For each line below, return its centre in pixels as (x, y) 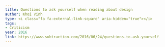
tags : (11, 23)
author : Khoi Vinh (24, 14)
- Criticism (17, 28)
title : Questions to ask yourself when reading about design (69, 10)
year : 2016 (16, 32)
